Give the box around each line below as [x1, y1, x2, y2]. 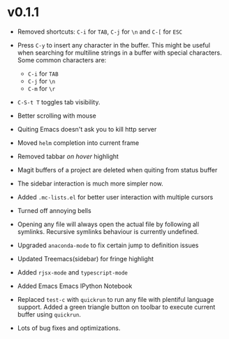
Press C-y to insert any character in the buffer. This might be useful [17, 41, 211, 49]
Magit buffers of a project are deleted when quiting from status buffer [17, 165, 218, 174]
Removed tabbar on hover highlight [17, 152, 119, 160]
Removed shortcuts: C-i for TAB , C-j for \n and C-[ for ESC [17, 27, 183, 36]
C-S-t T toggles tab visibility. [17, 97, 101, 106]
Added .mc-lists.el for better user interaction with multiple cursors [17, 193, 214, 201]
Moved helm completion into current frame [17, 138, 140, 147]
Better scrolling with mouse [17, 111, 96, 120]
